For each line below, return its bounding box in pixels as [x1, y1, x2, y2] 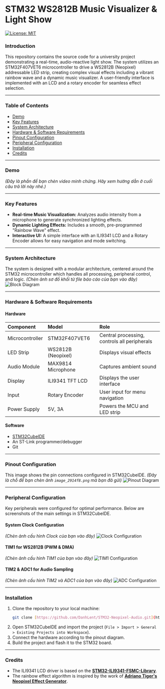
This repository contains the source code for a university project [5, 54, 136, 60]
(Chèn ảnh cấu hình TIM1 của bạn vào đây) [5, 555, 93, 561]
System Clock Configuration [5, 522, 64, 528]
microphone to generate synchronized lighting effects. [12, 217, 123, 223]
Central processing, [99, 331, 145, 338]
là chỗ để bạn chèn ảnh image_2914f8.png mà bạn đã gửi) [5, 477, 122, 483]
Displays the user [99, 374, 139, 381]
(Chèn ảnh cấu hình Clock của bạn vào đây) [5, 533, 95, 539]
